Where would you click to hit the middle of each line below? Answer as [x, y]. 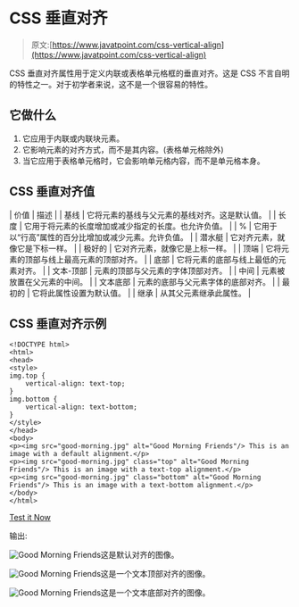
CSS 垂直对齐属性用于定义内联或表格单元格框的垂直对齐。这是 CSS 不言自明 [149, 73]
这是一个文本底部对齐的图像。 [155, 593]
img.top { [28, 376]
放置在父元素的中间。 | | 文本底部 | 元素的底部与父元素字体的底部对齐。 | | [145, 281]
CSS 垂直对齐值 [52, 191]
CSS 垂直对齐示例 [58, 324]
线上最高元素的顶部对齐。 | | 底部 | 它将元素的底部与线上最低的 [163, 259]
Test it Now [30, 518]
